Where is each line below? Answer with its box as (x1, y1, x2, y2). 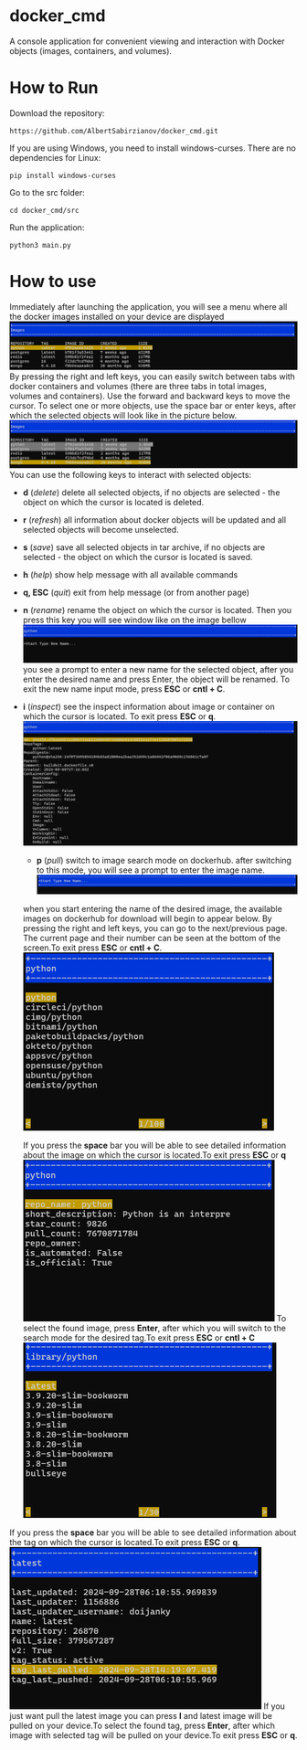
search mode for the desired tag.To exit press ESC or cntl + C (22, 1332, 256, 1343)
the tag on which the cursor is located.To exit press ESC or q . (9, 1537, 240, 1548)
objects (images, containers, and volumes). (9, 45, 172, 56)
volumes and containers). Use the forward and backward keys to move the (9, 390, 291, 401)
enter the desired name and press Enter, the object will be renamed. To (22, 673, 291, 685)
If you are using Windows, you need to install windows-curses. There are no (9, 143, 297, 154)
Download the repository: (9, 107, 105, 119)
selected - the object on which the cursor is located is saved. (22, 551, 253, 562)
